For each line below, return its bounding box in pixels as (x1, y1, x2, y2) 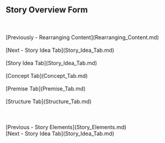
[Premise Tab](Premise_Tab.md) (5, 84, 86, 92)
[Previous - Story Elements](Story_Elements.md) (5, 123, 127, 130)
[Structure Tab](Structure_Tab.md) (5, 98, 92, 105)
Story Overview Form (5, 5, 89, 15)
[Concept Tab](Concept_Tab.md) (5, 72, 88, 79)
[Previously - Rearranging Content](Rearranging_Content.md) (5, 33, 159, 41)
